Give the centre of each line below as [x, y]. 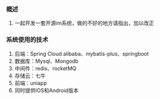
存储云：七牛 [30, 76]
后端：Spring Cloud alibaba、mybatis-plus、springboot [82, 53]
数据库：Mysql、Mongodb [47, 61]
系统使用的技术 [27, 40]
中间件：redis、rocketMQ [45, 68]
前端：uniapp [30, 83]
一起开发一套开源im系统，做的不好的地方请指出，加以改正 [84, 23]
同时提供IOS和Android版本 [47, 90]
